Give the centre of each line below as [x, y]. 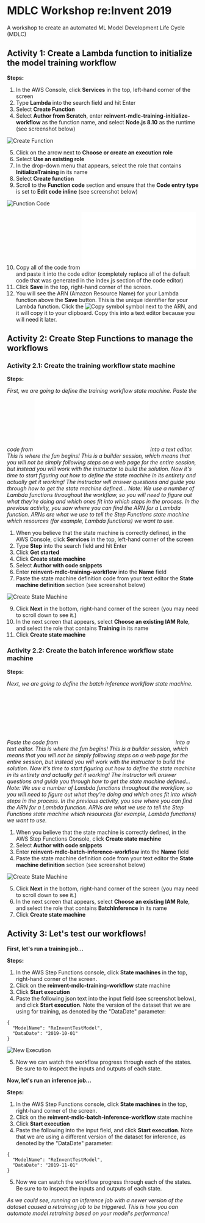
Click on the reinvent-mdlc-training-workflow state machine [93, 985]
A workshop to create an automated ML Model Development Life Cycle [96, 28]
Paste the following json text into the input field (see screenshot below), [106, 998]
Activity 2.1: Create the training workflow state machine [91, 366]
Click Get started [38, 553]
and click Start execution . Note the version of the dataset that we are [103, 1005]
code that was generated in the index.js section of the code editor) [99, 280]
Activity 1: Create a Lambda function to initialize [100, 54]
